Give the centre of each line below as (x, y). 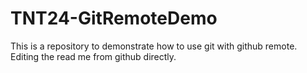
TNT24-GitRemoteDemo (114, 18)
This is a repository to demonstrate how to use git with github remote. (154, 46)
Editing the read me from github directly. (93, 56)
